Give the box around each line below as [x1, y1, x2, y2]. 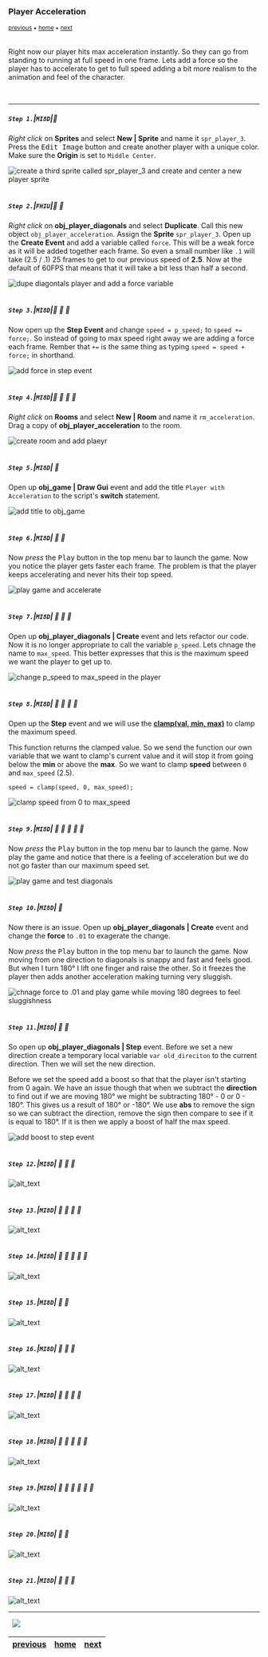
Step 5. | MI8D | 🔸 [8, 462, 60, 472]
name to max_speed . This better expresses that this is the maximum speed [8, 648, 249, 658]
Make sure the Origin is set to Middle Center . [8, 151, 157, 160]
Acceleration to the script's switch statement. [8, 491, 160, 501]
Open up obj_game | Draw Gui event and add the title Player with [8, 482, 225, 492]
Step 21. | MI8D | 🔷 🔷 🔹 [8, 1576, 76, 1585]
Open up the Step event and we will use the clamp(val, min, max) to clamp [8, 718, 255, 729]
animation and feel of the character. [8, 73, 126, 82]
